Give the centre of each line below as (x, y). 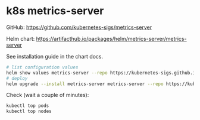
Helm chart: (21, 38)
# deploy (17, 78)
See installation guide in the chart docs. (55, 56)
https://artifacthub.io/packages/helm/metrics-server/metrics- (111, 38)
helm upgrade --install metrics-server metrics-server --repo (85, 84)
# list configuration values (42, 67)
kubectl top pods (28, 106)
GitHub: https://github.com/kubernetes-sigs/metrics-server (79, 27)
